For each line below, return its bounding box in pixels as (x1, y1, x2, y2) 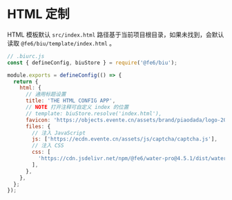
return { (13, 78, 39, 85)
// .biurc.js (7, 52, 45, 59)
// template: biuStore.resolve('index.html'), (25, 110, 162, 117)
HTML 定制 (7, 6, 70, 22)
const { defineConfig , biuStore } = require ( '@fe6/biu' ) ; (7, 59, 177, 66)
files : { (25, 123, 51, 130)
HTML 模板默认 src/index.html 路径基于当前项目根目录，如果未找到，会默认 (7, 30, 224, 39)
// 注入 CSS (32, 142, 64, 149)
